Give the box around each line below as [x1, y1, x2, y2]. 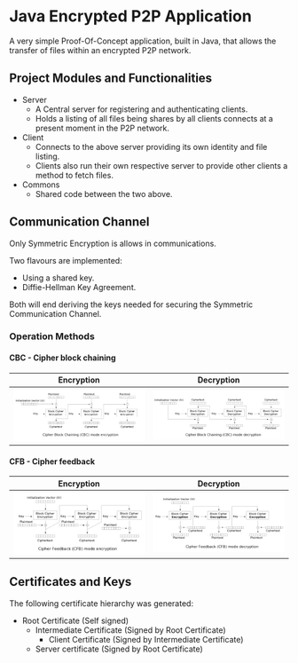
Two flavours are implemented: [9, 255, 122, 265]
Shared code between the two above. [35, 188, 173, 199]
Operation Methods [9, 330, 95, 343]
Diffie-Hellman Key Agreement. [21, 281, 137, 292]
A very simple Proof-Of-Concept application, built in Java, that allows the [9, 36, 277, 46]
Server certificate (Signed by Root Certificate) [35, 643, 204, 654]
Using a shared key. [21, 272, 95, 283]
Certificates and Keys [9, 574, 132, 589]
